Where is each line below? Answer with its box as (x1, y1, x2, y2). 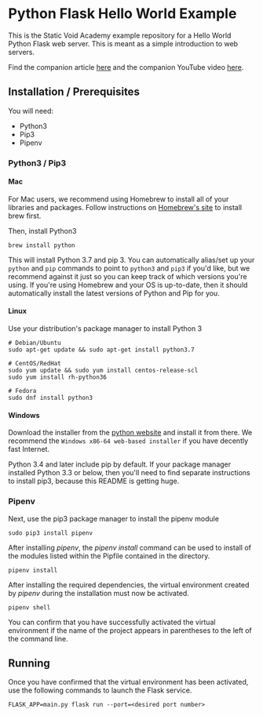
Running (8, 656, 51, 670)
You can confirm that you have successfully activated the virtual (8, 617, 216, 627)
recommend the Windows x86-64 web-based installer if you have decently (8, 436, 249, 445)
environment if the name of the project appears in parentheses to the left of (8, 625, 253, 635)
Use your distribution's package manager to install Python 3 (8, 324, 203, 333)
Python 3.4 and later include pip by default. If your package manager (8, 460, 232, 469)
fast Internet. (8, 445, 49, 454)
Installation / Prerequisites (8, 85, 140, 99)
